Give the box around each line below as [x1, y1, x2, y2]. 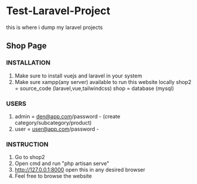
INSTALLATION [6, 59, 51, 67]
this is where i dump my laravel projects [6, 24, 103, 31]
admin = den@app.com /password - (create [14, 112, 121, 120]
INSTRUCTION [6, 140, 49, 149]
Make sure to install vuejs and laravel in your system [14, 72, 143, 79]
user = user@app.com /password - [14, 125, 99, 133]
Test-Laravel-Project [6, 4, 111, 18]
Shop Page [6, 41, 47, 51]
